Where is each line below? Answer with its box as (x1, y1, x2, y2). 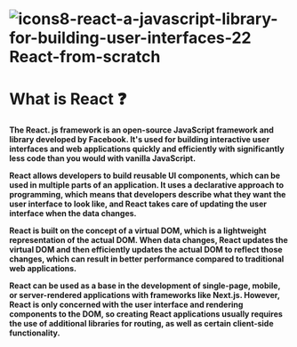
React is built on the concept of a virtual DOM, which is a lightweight (9, 225, 267, 236)
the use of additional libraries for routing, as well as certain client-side (9, 319, 274, 329)
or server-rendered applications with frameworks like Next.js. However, (9, 290, 280, 301)
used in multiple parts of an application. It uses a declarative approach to (9, 180, 285, 190)
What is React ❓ (9, 89, 127, 109)
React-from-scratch (9, 47, 161, 67)
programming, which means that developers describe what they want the (9, 190, 286, 200)
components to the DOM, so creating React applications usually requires (9, 309, 283, 319)
